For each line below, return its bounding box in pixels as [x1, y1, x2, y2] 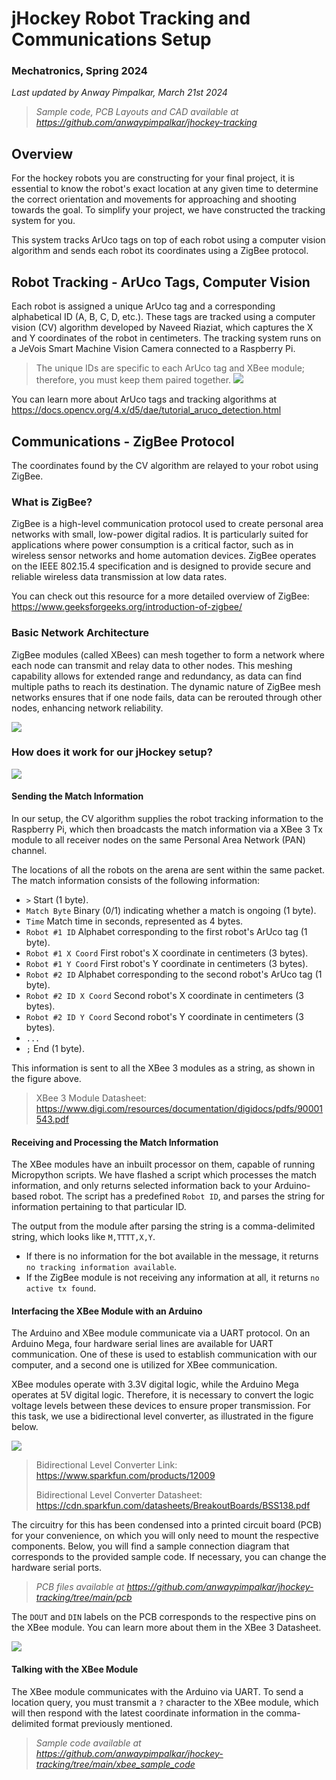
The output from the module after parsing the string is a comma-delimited [11, 1220, 316, 1232]
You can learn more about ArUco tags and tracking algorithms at [11, 393, 278, 406]
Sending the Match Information [11, 790, 144, 802]
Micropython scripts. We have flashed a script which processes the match [11, 1169, 318, 1181]
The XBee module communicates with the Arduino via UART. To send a [11, 1685, 304, 1697]
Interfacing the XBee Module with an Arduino [11, 1305, 203, 1317]
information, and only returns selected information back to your [11, 1180, 273, 1192]
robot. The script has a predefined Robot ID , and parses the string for [39, 1190, 326, 1202]
